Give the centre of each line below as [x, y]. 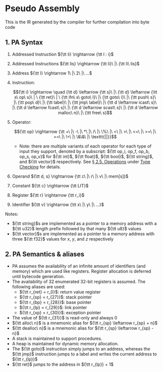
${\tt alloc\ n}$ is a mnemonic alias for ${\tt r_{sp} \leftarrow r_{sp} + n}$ [85, 323]
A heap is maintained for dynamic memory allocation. [65, 343]
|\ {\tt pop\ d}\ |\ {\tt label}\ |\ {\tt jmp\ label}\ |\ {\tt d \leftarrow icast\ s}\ [85, 102]
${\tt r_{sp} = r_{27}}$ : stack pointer [56, 297]
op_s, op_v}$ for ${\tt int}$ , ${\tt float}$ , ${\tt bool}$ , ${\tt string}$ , [86, 156]
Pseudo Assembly [42, 9]
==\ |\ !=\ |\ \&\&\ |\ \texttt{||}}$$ [85, 136]
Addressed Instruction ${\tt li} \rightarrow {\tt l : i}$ [63, 54]
